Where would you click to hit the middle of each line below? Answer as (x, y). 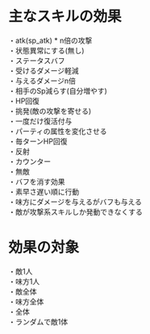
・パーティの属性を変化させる (58, 131)
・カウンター (29, 161)
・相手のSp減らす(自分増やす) (58, 90)
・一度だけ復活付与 (40, 121)
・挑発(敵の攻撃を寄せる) (50, 111)
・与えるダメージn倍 (42, 81)
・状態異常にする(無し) (46, 50)
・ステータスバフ (37, 61)
